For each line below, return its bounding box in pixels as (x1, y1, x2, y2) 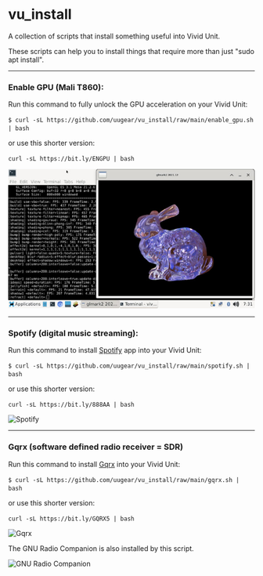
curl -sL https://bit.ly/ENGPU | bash (8, 155, 135, 163)
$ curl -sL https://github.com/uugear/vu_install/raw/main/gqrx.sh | (8, 476, 240, 484)
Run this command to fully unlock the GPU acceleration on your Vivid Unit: (8, 100, 248, 109)
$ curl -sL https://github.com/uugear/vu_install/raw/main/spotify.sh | (8, 362, 250, 370)
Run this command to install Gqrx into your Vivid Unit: (8, 459, 181, 469)
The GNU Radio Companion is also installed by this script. (8, 543, 194, 553)
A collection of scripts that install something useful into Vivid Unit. (8, 31, 221, 41)
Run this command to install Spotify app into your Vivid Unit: (8, 346, 202, 355)
